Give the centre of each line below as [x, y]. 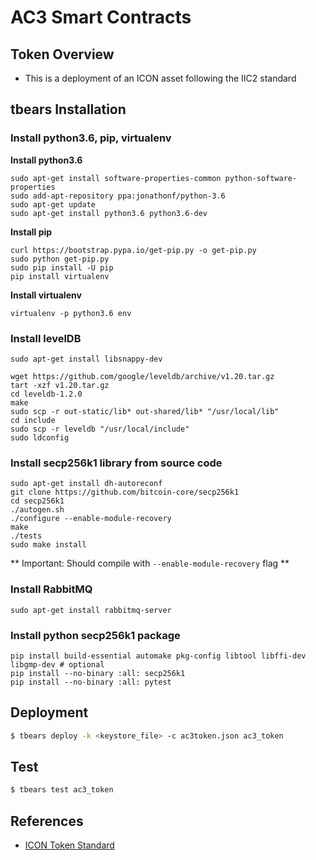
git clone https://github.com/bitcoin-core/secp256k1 [125, 492]
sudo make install [48, 545]
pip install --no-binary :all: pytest [91, 682]
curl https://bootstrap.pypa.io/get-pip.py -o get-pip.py [133, 250]
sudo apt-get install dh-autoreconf [86, 484]
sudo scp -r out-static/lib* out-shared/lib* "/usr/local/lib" [145, 411]
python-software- [261, 178]
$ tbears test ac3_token [62, 790]
